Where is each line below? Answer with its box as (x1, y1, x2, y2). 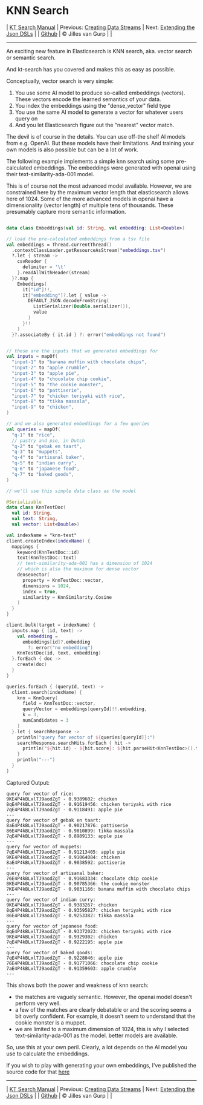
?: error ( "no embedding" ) (28, 644, 94, 651)
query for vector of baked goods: (6, 949, 94, 955)
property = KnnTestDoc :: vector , (22, 577, 104, 583)
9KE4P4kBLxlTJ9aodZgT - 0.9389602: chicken (6, 796, 118, 802)
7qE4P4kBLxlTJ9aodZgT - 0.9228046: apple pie (6, 955, 123, 961)
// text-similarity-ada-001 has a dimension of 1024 (17, 561, 153, 567)
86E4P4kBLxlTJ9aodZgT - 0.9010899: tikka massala (6, 828, 134, 834)
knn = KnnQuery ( (17, 694, 59, 701)
